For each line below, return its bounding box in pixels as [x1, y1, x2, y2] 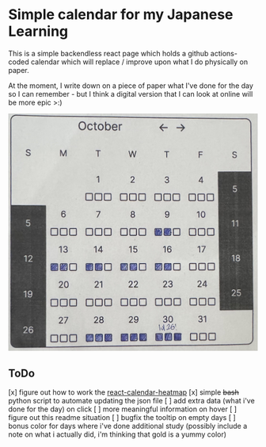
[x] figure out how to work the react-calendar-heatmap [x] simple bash [8, 388, 239, 397]
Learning [8, 22, 69, 40]
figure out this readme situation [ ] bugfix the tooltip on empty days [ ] [8, 413, 236, 422]
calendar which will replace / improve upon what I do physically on [30, 57, 248, 67]
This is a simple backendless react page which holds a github [8, 48, 209, 58]
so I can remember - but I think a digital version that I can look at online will [8, 89, 253, 98]
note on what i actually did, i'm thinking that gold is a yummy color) [8, 430, 227, 439]
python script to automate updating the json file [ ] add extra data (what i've [8, 396, 255, 406]
